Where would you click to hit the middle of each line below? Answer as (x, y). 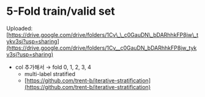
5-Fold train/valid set (61, 11)
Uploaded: (20, 28)
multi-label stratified (50, 74)
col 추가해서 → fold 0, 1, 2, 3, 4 (53, 67)
